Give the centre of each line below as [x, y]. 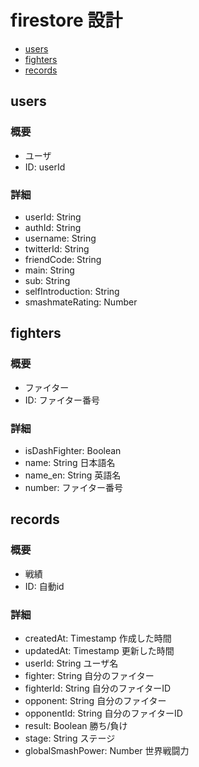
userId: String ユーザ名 [71, 663]
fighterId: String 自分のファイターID [98, 688]
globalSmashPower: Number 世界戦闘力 [107, 750]
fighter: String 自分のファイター [89, 675]
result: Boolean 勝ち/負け [76, 725]
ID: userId [45, 167]
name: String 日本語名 [70, 462]
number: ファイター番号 [74, 487]
